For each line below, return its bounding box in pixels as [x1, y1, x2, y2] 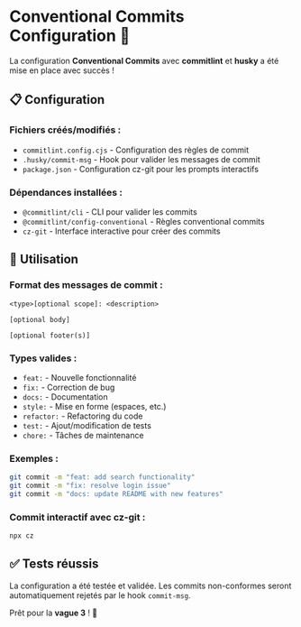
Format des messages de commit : [9, 279, 164, 291]
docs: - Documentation [22, 391, 108, 402]
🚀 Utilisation [9, 252, 79, 267]
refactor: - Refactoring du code [22, 410, 143, 421]
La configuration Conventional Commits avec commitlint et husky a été [9, 55, 279, 66]
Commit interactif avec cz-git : [9, 511, 146, 523]
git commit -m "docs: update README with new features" [9, 489, 223, 498]
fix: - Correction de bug [22, 382, 115, 392]
